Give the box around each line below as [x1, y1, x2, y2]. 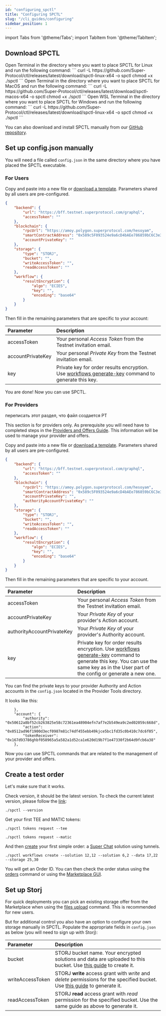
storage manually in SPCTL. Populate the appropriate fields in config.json [5, 924, 156, 930]
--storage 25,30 [5, 857, 39, 863]
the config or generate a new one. [77, 670, 156, 677]
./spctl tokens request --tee [5, 826, 68, 831]
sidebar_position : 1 [5, 21, 48, 26]
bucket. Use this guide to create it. [55, 962, 134, 968]
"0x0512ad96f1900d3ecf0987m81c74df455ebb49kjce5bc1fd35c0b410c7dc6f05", [5, 729, 158, 734]
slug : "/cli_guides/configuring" [5, 16, 74, 21]
